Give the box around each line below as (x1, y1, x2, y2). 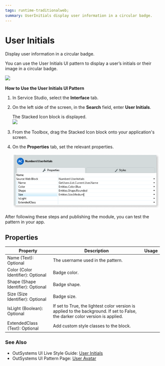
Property (19, 248, 38, 254)
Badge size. (53, 293, 77, 299)
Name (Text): (7, 255, 34, 261)
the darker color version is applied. (53, 313, 123, 319)
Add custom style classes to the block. (53, 323, 131, 329)
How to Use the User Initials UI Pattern (5, 85, 84, 91)
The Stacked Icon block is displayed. (12, 114, 87, 120)
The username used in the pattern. (53, 258, 123, 263)
